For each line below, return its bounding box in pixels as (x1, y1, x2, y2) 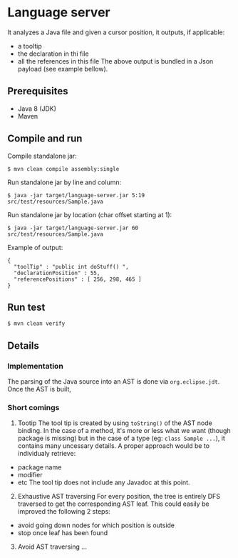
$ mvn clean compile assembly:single (7, 165, 120, 172)
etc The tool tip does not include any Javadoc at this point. (17, 478, 190, 487)
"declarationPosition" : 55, (14, 269, 100, 276)
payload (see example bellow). (17, 64, 108, 73)
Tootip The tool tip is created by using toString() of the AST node (17, 419, 212, 427)
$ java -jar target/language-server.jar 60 (7, 224, 139, 231)
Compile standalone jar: (7, 151, 77, 160)
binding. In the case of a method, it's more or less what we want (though (17, 427, 231, 435)
